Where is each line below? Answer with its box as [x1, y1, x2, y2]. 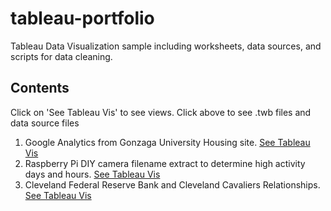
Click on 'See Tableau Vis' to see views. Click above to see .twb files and [10, 106, 312, 118]
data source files [10, 117, 80, 129]
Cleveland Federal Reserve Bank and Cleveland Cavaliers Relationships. [24, 178, 321, 191]
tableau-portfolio [10, 7, 155, 30]
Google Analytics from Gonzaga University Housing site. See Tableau [24, 136, 311, 148]
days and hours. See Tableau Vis [24, 168, 161, 180]
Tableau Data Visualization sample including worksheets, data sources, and [10, 40, 322, 52]
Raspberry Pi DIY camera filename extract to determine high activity [24, 157, 306, 169]
